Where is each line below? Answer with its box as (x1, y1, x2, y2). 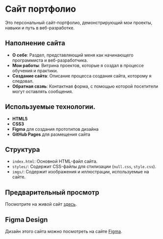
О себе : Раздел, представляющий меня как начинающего (12, 52, 134, 58)
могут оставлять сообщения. (12, 88, 73, 94)
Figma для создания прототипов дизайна (12, 126, 99, 132)
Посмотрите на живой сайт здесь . (5, 201, 77, 207)
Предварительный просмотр (5, 188, 99, 196)
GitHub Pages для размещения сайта (12, 131, 91, 137)
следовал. (12, 78, 34, 84)
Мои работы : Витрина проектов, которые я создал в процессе (12, 62, 144, 68)
